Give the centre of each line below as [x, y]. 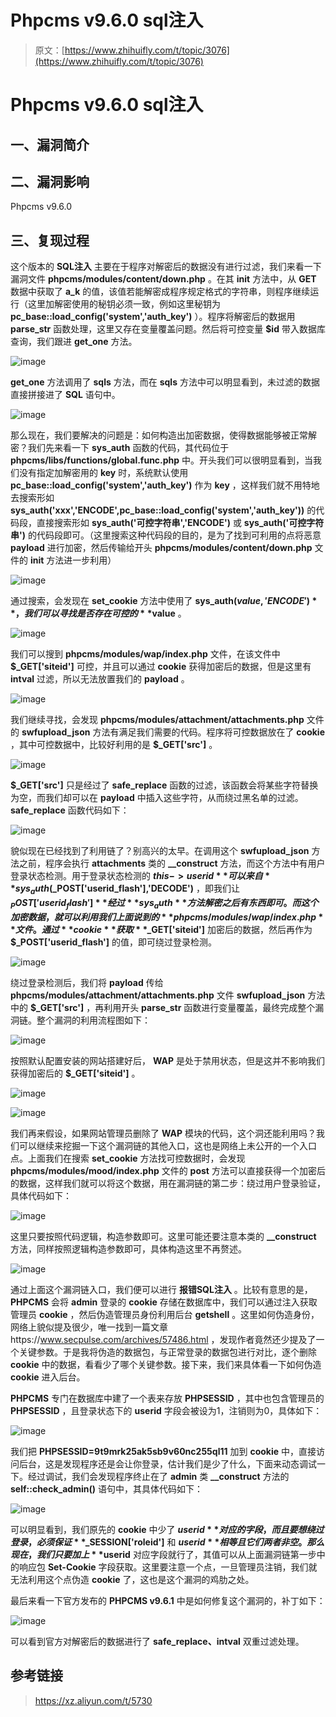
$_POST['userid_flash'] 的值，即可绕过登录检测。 [114, 942]
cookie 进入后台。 [48, 1377]
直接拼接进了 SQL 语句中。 [65, 395]
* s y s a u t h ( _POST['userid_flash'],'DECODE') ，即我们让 [125, 889]
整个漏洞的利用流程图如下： [93, 1020]
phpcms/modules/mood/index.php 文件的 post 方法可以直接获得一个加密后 [168, 1170]
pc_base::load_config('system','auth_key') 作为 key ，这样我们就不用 [156, 485]
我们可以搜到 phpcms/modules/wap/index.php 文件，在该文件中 [145, 654]
